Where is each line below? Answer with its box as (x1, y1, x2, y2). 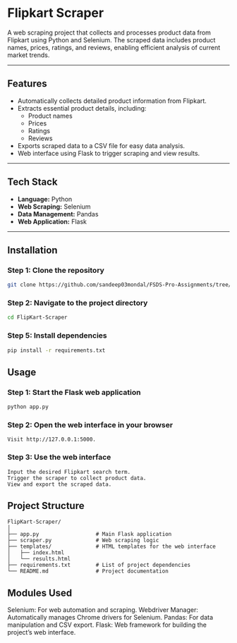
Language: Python (17, 195, 73, 203)
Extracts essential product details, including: (17, 104, 147, 112)
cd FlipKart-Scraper (7, 314, 68, 321)
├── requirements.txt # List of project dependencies (7, 562, 191, 569)
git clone (7, 281, 37, 288)
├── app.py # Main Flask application (7, 531, 172, 538)
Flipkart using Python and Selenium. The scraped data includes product (7, 35, 216, 44)
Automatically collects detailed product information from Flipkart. (17, 97, 207, 105)
